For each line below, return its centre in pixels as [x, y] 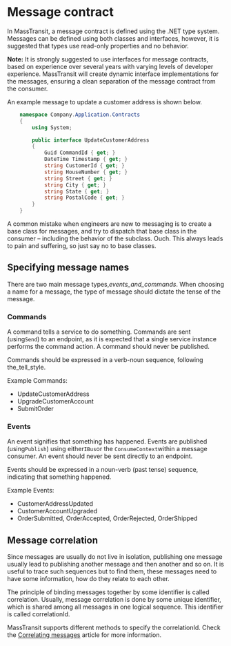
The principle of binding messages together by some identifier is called [108, 592]
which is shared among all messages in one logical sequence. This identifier [115, 607]
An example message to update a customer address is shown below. [104, 102]
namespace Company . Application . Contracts [80, 115]
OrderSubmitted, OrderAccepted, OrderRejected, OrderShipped [107, 518]
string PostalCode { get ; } [84, 198]
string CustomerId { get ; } [84, 166]
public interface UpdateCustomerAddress [91, 140]
